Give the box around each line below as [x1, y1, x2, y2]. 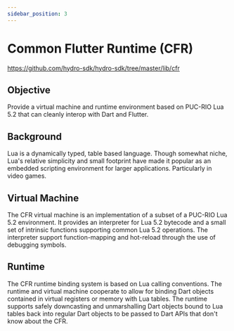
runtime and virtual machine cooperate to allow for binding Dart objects [7, 287, 214, 295]
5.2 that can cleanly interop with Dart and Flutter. [7, 110, 149, 119]
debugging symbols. [7, 240, 67, 249]
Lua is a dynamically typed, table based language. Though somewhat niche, [7, 149, 228, 158]
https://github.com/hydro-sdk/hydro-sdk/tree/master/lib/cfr [7, 64, 181, 72]
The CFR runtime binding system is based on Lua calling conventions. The [7, 279, 223, 288]
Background [7, 131, 62, 143]
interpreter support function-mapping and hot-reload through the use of [7, 233, 216, 241]
